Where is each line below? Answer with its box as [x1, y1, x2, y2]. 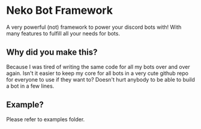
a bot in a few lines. [6, 82, 55, 89]
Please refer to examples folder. [6, 115, 85, 123]
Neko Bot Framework [6, 4, 113, 17]
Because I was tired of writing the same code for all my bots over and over [6, 63, 190, 70]
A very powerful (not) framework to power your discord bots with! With [6, 23, 182, 31]
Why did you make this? [6, 47, 98, 58]
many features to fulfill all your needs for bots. [6, 29, 120, 37]
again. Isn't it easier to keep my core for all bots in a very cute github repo [6, 70, 189, 77]
